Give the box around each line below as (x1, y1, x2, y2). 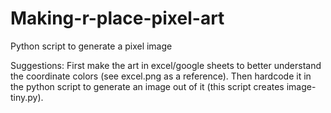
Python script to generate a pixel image (10, 40, 173, 52)
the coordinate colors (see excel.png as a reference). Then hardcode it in (10, 70, 312, 82)
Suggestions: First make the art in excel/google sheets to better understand (10, 59, 322, 71)
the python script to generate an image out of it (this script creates (10, 80, 285, 92)
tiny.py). (10, 91, 44, 103)
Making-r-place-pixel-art (10, 7, 225, 30)
